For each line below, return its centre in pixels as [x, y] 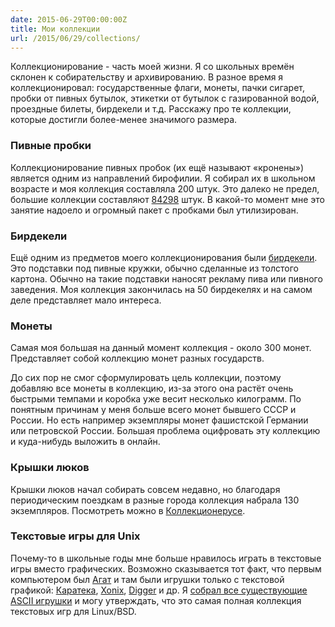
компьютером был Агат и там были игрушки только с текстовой [147, 579]
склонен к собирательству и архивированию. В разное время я [147, 77]
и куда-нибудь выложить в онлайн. [85, 442]
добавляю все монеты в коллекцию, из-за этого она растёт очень [152, 388]
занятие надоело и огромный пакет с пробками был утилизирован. [154, 210]
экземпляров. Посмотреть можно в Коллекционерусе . [128, 510]
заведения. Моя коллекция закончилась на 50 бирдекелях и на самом [161, 289]
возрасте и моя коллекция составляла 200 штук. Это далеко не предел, [165, 188]
